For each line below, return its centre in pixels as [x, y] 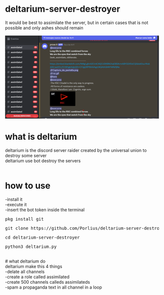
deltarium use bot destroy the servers [43, 161]
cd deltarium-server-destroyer [42, 237]
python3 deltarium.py [31, 246]
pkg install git [24, 219]
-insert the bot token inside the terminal [45, 210]
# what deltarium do [25, 261]
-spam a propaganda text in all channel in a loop [54, 287]
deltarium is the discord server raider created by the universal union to [76, 150]
